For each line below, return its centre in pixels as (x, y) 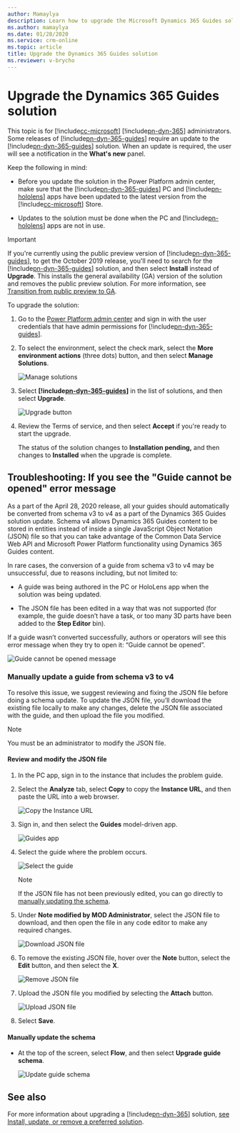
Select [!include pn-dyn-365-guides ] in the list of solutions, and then (120, 391)
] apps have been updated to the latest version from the (125, 196)
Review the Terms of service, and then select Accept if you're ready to (122, 426)
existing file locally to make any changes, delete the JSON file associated (115, 707)
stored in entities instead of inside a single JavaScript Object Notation (110, 529)
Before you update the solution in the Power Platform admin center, (116, 181)
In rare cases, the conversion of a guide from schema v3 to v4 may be (111, 565)
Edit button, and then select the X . (68, 965)
